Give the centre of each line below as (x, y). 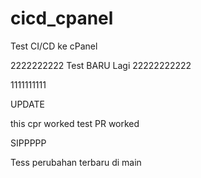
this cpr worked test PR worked (75, 123)
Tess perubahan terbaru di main (76, 162)
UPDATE (27, 104)
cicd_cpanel (62, 18)
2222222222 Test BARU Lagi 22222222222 (101, 65)
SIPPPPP (28, 143)
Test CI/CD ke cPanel (54, 46)
